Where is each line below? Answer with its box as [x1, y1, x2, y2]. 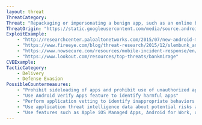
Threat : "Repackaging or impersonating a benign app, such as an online [6, 20, 192, 26]
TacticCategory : [6, 64, 47, 71]
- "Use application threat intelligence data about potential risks [17, 103, 192, 110]
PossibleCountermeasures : [6, 82, 71, 88]
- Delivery [17, 70, 44, 76]
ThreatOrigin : [6, 25, 42, 32]
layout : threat [6, 8, 44, 15]
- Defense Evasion [17, 76, 63, 82]
